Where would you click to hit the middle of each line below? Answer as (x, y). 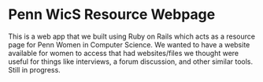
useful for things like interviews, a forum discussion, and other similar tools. (131, 61)
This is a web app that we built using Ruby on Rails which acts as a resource (132, 36)
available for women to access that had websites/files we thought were (124, 53)
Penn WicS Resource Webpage (112, 15)
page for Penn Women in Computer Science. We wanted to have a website (129, 44)
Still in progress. (34, 69)
